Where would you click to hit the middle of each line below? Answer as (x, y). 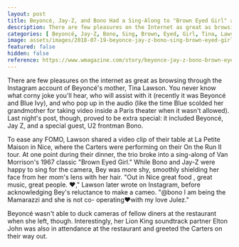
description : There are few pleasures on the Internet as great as (110, 27)
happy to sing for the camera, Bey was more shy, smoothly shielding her (113, 169)
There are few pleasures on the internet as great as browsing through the (115, 80)
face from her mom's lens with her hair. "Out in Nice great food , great (110, 177)
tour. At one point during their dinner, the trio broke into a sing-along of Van (118, 154)
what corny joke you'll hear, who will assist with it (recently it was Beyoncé (117, 95)
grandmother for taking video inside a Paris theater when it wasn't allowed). (118, 110)
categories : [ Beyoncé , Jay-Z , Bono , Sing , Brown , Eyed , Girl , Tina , (113, 34)
